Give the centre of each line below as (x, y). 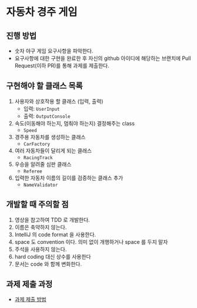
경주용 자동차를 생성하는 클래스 (50, 137)
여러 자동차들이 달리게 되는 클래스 (53, 150)
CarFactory (37, 144)
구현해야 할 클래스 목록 (45, 86)
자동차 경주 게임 (42, 12)
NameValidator (41, 185)
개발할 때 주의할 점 (37, 205)
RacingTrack (38, 158)
